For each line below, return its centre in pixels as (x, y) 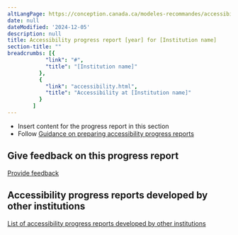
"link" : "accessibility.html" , (91, 86)
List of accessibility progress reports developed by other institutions (107, 223)
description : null (34, 34)
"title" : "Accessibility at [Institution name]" (118, 93)
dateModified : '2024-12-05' (49, 27)
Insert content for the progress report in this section (93, 126)
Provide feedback (33, 173)
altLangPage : (27, 14)
